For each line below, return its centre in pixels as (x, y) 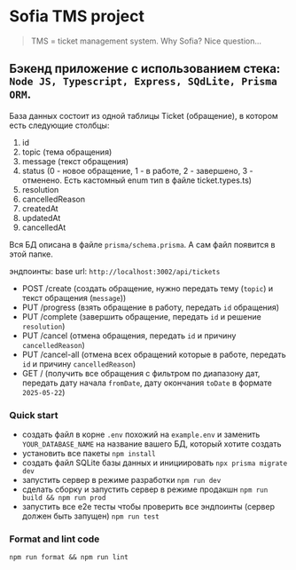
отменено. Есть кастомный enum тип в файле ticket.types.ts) (137, 180)
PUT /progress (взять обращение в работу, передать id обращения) (151, 307)
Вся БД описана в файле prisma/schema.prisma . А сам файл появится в (142, 244)
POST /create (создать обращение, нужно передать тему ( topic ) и (148, 288)
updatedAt (41, 218)
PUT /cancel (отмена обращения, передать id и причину (129, 336)
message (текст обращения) (75, 161)
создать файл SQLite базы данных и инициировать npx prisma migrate (155, 463)
